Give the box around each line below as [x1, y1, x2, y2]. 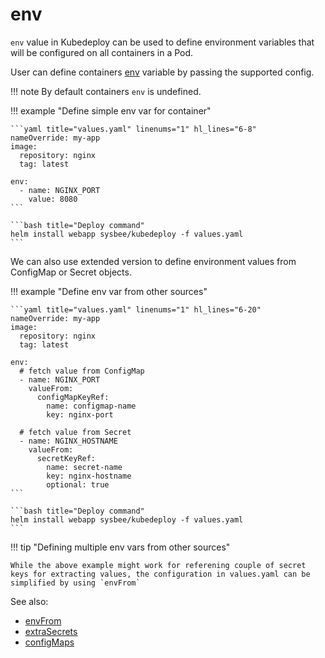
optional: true [46, 479, 110, 490]
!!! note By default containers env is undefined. [10, 85, 202, 97]
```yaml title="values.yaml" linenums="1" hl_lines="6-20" [10, 304, 262, 315]
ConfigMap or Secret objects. [10, 266, 132, 278]
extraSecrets [24, 625, 78, 637]
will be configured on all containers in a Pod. [10, 46, 194, 58]
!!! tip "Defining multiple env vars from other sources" [10, 541, 231, 553]
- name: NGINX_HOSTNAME [19, 436, 118, 446]
